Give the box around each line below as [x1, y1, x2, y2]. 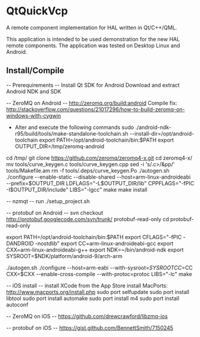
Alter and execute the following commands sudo [14, 124, 134, 131]
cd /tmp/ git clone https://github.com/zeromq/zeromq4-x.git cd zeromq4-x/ [6, 154, 193, 161]
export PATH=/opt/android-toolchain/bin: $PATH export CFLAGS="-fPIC [6, 233, 182, 240]
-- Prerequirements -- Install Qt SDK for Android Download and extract [6, 81, 180, 88]
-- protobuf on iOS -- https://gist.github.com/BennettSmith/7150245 [6, 324, 174, 331]
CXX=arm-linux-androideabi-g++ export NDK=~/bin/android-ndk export [6, 246, 184, 253]
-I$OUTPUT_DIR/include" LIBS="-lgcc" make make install [6, 186, 147, 193]
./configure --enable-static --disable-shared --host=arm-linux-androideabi [6, 173, 191, 180]
